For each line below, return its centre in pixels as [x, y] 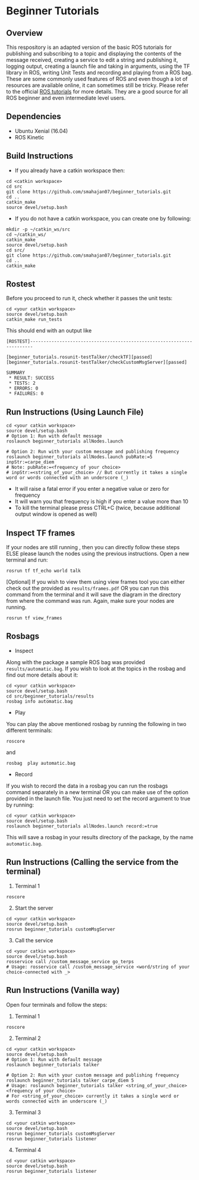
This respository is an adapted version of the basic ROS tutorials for [89, 47]
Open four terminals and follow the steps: [57, 1004]
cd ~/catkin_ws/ [26, 234]
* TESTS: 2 [22, 383]
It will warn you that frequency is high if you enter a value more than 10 [102, 502]
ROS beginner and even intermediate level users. [66, 98]
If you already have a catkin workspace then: [70, 170]
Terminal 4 [28, 1150]
